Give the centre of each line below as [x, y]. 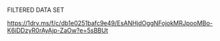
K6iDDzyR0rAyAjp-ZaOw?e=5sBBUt [58, 30]
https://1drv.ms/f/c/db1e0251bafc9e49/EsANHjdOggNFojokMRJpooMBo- [110, 23]
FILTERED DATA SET [36, 10]
